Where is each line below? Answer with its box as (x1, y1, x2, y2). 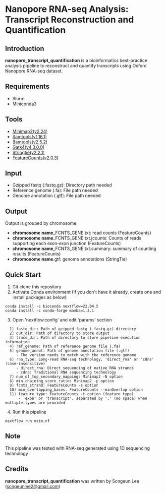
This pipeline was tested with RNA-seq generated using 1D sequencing (5, 445, 150, 451)
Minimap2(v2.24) (12, 128, 48, 134)
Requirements (5, 82, 50, 91)
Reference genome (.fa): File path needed (12, 187, 98, 193)
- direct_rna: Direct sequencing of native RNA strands (16, 366, 134, 370)
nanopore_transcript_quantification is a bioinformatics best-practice (5, 58, 148, 63)
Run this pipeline (12, 409, 47, 415)
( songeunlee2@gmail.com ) (5, 483, 60, 489)
